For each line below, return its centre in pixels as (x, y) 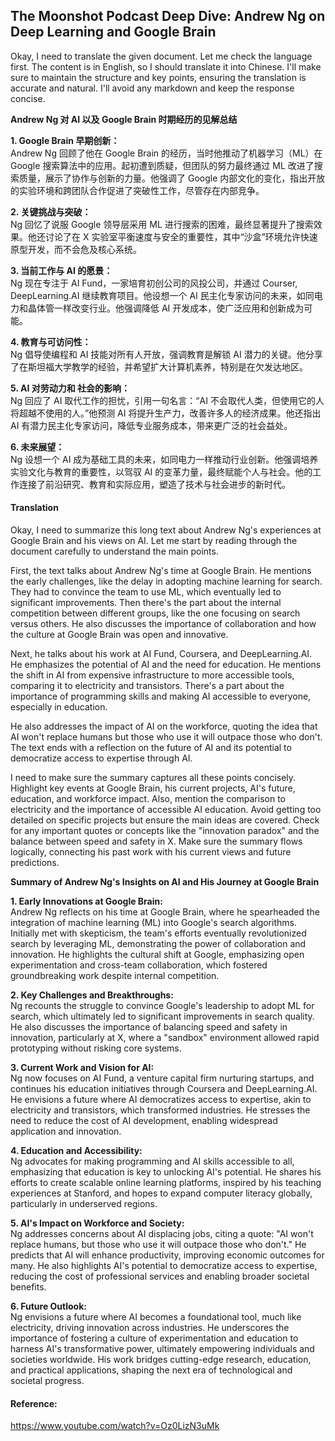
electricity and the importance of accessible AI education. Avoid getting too (166, 810)
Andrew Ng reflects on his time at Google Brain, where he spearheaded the (165, 912)
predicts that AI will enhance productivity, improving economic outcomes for (167, 1255)
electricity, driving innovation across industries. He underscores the (150, 1328)
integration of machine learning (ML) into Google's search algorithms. (153, 923)
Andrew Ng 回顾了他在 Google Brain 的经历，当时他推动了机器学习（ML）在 (166, 153)
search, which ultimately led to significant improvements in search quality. (162, 1016)
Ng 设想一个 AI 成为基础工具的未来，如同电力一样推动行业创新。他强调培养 (164, 459)
